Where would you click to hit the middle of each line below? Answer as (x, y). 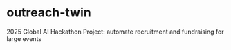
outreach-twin (49, 13)
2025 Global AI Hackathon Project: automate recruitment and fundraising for (115, 32)
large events (24, 38)
